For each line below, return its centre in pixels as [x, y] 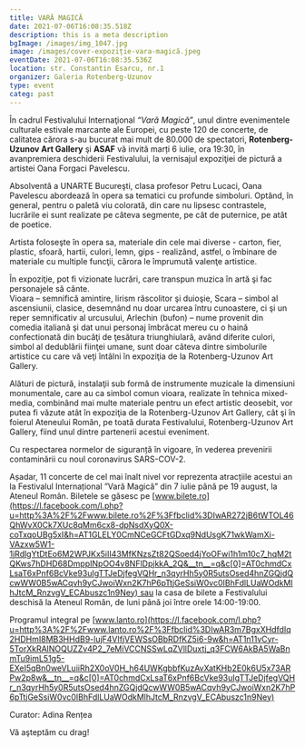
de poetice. [30, 224]
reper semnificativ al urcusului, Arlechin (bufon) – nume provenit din [137, 317]
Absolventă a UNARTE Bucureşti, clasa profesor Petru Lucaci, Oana [136, 185]
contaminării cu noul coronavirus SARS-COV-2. [98, 459]
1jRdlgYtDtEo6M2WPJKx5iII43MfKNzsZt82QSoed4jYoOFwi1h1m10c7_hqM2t [151, 553]
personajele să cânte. [50, 288]
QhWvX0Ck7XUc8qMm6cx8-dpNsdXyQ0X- [92, 524]
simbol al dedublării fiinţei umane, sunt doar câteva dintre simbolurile [138, 346]
